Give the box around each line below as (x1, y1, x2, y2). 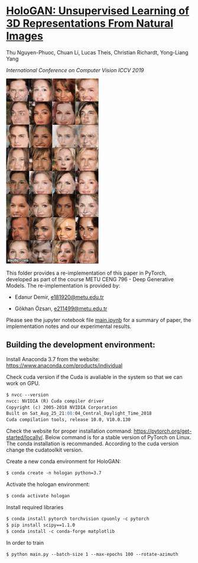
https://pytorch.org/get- (134, 427, 192, 435)
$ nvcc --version (6, 392, 49, 398)
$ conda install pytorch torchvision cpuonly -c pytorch (6, 516, 150, 522)
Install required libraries (6, 503, 64, 510)
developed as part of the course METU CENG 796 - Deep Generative (6, 275, 174, 282)
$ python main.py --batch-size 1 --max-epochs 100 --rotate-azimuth (6, 551, 178, 557)
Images (6, 30, 43, 43)
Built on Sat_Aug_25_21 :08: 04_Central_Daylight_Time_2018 (6, 410, 152, 417)
